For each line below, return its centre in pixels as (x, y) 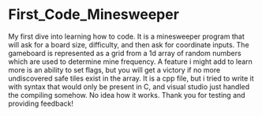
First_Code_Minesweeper (94, 15)
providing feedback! (41, 103)
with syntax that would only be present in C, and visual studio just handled (129, 86)
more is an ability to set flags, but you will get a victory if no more (114, 69)
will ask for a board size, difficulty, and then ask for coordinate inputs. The (129, 44)
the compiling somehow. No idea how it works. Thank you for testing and (127, 95)
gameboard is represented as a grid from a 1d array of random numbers (125, 53)
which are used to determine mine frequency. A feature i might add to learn (130, 62)
